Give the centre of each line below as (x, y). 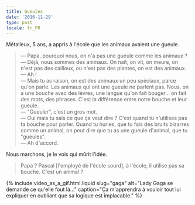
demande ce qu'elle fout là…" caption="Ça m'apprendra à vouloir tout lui (94, 189)
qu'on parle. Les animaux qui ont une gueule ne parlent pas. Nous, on (105, 87)
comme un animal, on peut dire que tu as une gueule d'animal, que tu (104, 131)
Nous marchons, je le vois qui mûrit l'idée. (57, 154)
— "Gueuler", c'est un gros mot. (59, 112)
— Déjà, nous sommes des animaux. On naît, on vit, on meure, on (99, 62)
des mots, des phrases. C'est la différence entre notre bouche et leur (104, 100)
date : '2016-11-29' (30, 17)
